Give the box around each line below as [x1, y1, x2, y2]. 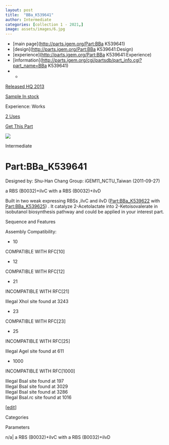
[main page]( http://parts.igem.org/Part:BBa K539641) [12, 41, 125, 47]
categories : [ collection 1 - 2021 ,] [5, 22, 83, 27]
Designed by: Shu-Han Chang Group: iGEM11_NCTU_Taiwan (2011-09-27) [5, 178, 160, 184]
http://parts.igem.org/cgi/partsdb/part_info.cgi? [41, 57, 142, 63]
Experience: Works [5, 103, 46, 109]
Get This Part [5, 123, 33, 129]
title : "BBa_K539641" [5, 12, 54, 17]
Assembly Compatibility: [5, 229, 57, 235]
